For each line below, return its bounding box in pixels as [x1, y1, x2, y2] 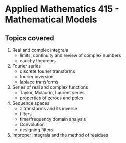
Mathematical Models [5, 14, 97, 25]
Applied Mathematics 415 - [5, 3, 119, 15]
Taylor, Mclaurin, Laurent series [19, 90, 85, 95]
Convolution [19, 121, 45, 127]
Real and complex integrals [12, 47, 68, 53]
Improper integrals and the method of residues [12, 132, 109, 138]
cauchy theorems [19, 58, 56, 63]
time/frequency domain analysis [19, 116, 86, 122]
